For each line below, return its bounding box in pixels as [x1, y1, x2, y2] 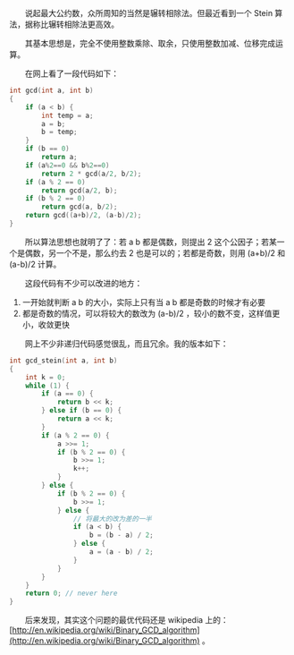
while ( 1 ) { [25, 381, 70, 390]
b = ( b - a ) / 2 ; [88, 531, 154, 540]
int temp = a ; [41, 111, 94, 120]
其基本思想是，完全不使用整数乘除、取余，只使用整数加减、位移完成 [24, 38, 275, 48]
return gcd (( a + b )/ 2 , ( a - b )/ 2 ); [25, 211, 142, 220]
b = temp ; [41, 128, 78, 137]
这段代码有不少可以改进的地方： [24, 277, 143, 288]
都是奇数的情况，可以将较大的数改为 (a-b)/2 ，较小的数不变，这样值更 [21, 308, 281, 319]
